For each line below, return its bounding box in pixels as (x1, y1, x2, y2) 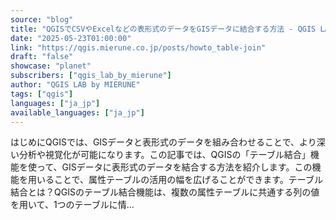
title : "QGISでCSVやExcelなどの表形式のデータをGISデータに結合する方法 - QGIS (10, 24, 317, 34)
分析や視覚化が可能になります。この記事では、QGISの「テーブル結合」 (18, 149, 311, 161)
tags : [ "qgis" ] (10, 89, 74, 99)
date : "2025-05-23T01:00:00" (10, 33, 132, 43)
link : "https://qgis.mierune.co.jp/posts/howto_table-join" (10, 42, 267, 53)
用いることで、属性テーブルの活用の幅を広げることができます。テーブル (27, 174, 323, 186)
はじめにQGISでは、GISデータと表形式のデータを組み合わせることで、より (10, 136, 317, 148)
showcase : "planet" (10, 61, 92, 71)
